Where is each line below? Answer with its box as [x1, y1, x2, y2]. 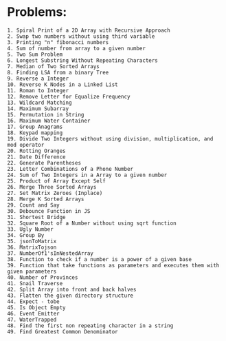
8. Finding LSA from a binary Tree [7, 69, 109, 76]
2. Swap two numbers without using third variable [7, 32, 155, 40]
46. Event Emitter [7, 310, 60, 317]
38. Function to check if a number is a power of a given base [7, 256, 192, 262]
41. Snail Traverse [7, 280, 63, 287]
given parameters [7, 268, 57, 275]
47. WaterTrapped [7, 316, 57, 323]
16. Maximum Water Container [7, 117, 91, 124]
